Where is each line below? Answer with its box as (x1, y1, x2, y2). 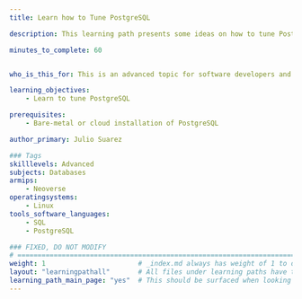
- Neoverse (25, 185, 67, 194)
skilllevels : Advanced (9, 159, 94, 169)
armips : (9, 176, 39, 185)
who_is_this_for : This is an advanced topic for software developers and (9, 69, 292, 79)
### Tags (9, 151, 42, 160)
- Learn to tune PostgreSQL (25, 94, 130, 103)
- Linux (25, 201, 54, 210)
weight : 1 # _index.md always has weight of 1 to (9, 259, 288, 268)
